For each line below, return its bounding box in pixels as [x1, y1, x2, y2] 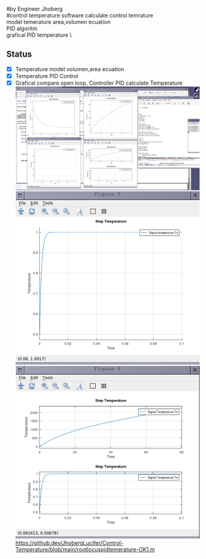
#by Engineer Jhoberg [6, 6, 63, 12]
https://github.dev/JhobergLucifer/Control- [15, 539, 124, 547]
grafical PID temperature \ [6, 31, 72, 39]
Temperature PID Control [15, 72, 78, 79]
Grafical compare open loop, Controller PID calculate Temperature [15, 79, 183, 87]
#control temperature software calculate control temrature [6, 12, 153, 19]
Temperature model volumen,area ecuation [15, 65, 124, 72]
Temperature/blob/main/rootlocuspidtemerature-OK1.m [15, 546, 155, 553]
